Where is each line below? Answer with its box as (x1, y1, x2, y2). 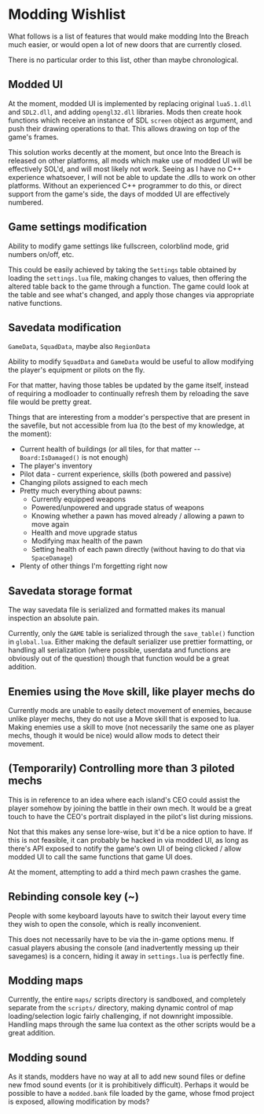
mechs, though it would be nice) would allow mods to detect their (8, 731, 220, 740)
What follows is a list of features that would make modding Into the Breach (8, 31, 249, 41)
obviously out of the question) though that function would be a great (8, 654, 229, 664)
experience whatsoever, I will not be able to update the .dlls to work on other (8, 172, 256, 182)
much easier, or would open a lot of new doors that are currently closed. (8, 39, 242, 49)
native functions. (8, 298, 63, 307)
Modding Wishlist (8, 6, 126, 24)
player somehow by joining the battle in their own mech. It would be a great (8, 803, 252, 813)
